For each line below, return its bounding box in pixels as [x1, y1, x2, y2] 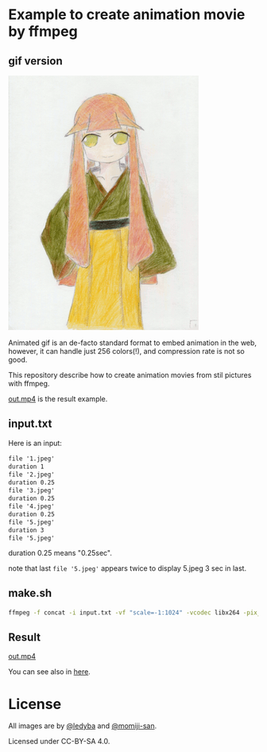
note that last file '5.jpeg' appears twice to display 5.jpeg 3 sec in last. [8, 563, 247, 573]
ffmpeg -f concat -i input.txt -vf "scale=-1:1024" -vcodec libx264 [8, 608, 240, 617]
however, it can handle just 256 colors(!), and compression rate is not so [8, 347, 245, 355]
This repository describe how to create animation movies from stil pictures [8, 370, 252, 379]
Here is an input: [8, 438, 62, 448]
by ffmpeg [8, 22, 78, 41]
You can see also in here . [8, 667, 91, 676]
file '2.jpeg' [8, 471, 56, 479]
